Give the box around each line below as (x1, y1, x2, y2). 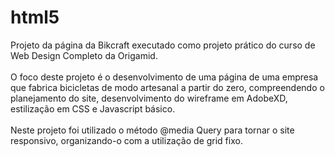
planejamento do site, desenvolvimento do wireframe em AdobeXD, (10, 92, 288, 104)
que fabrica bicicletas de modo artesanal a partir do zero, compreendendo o (10, 81, 325, 93)
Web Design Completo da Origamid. (10, 49, 158, 61)
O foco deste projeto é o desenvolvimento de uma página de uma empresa (10, 71, 319, 83)
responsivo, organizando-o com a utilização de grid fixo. (10, 134, 243, 146)
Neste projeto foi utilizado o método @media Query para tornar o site (10, 124, 295, 136)
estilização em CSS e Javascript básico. (10, 102, 176, 115)
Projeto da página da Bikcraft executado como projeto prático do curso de (10, 39, 316, 51)
